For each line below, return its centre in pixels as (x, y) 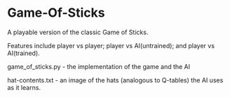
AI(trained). (23, 53)
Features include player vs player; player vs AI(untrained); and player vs (111, 45)
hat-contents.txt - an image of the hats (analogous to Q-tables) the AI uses (115, 80)
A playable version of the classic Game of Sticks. (78, 32)
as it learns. (24, 87)
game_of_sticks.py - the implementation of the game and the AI (99, 66)
